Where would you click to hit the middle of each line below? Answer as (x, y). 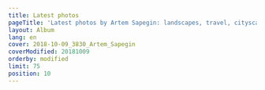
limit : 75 (24, 67)
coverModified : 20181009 (49, 52)
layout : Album (32, 30)
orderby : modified (38, 59)
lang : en (22, 37)
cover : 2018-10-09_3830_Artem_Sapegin (72, 45)
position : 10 (30, 74)
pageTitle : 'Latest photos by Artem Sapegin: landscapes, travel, (119, 23)
